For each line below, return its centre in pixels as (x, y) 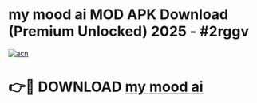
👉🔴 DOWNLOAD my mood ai (106, 87)
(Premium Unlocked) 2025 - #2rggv (129, 31)
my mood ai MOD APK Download (119, 15)
